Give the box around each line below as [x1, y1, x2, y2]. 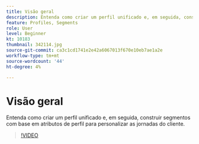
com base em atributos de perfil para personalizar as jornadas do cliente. [6, 120, 185, 127]
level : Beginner [6, 31, 46, 37]
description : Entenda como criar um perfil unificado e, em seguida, [6, 14, 182, 20]
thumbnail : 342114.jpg [6, 42, 62, 48]
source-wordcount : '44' [6, 58, 65, 64]
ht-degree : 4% [6, 63, 41, 70]
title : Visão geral [6, 8, 54, 15]
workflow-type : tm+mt [6, 53, 60, 59]
